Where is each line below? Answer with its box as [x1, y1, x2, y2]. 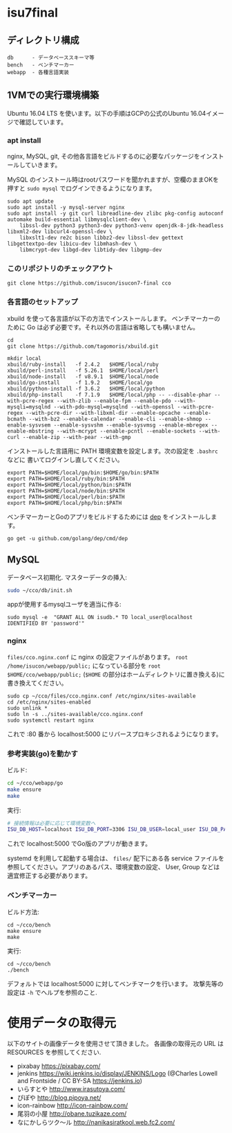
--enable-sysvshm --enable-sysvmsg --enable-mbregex [53, 421, 209, 429]
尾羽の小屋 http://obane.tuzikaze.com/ [17, 1109, 127, 1118]
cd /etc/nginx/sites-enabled [7, 698, 91, 706]
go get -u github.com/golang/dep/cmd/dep [7, 535, 128, 542]
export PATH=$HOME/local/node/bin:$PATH [7, 487, 126, 494]
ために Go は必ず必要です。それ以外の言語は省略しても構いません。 [7, 323, 199, 331]
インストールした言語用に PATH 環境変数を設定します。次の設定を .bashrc [7, 447, 219, 455]
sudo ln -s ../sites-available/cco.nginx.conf [7, 711, 144, 717]
